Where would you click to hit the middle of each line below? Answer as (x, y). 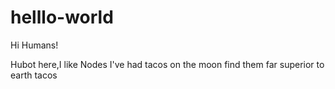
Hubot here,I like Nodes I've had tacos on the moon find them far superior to (167, 64)
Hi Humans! (34, 45)
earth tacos (34, 75)
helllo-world (62, 17)
